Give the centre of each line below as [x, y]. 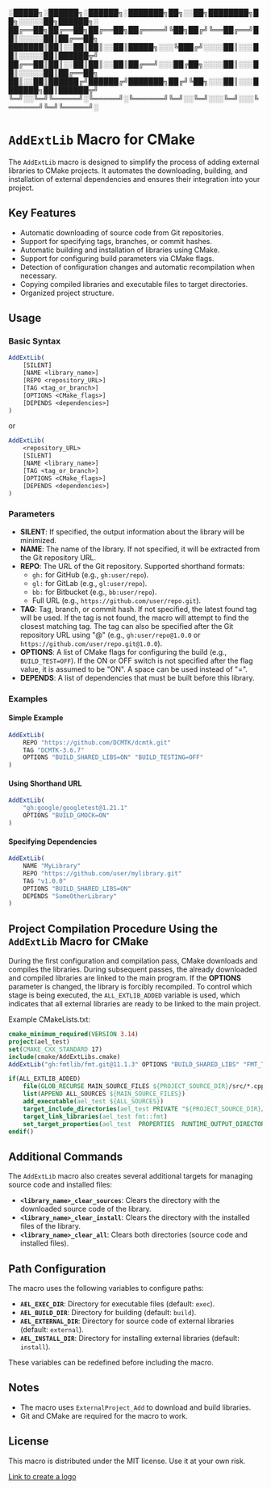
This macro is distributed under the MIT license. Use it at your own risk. [127, 1461]
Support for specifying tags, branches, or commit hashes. [116, 241]
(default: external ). [52, 1330]
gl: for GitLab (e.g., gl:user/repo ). [90, 583]
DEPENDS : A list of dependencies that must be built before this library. [137, 677]
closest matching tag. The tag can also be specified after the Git [127, 626]
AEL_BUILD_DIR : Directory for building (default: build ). [108, 1313]
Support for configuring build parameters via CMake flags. [117, 258]
